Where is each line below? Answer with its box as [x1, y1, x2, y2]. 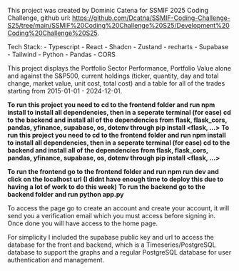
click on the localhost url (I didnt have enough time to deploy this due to [7, 175, 224, 183]
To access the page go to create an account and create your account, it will [7, 204, 230, 213]
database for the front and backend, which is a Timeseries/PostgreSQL [7, 240, 216, 249]
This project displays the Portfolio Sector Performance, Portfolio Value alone [7, 64, 232, 72]
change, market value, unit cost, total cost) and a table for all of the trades [7, 79, 225, 88]
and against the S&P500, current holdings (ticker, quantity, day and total [7, 71, 219, 80]
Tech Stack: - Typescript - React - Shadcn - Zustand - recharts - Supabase [7, 43, 229, 51]
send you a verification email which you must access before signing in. [7, 212, 216, 220]
